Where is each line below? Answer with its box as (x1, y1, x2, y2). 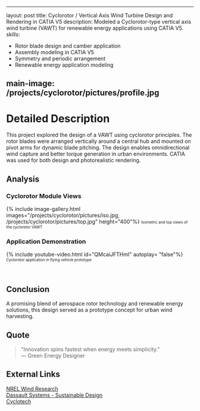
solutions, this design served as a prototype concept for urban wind (6, 306, 173, 313)
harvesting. (6, 313, 34, 320)
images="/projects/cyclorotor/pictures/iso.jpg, (6, 212, 120, 219)
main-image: (6, 79, 55, 89)
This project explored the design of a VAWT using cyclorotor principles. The (6, 132, 192, 139)
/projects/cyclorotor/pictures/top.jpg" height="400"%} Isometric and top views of (6, 218, 188, 225)
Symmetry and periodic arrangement (14, 55, 106, 62)
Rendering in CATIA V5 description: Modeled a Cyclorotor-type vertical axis (6, 18, 192, 25)
